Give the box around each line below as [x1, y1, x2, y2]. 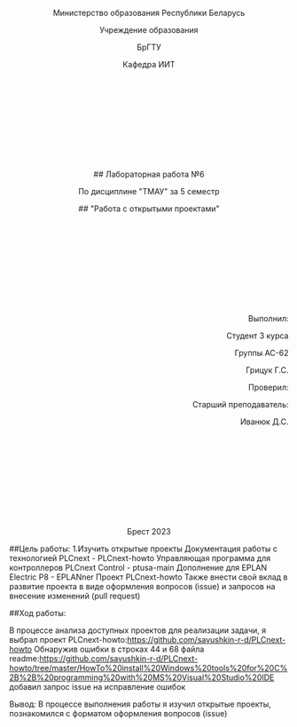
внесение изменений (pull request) [9, 590, 141, 601]
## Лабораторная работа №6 [93, 169, 205, 179]
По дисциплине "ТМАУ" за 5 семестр [78, 186, 220, 196]
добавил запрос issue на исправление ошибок [9, 682, 186, 691]
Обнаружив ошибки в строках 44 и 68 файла [34, 644, 205, 654]
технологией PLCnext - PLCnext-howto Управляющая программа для [9, 553, 271, 563]
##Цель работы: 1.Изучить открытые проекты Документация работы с [9, 543, 277, 554]
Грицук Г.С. [246, 365, 289, 375]
